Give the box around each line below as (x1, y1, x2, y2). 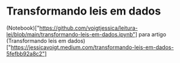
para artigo (138, 30, 167, 38)
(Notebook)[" (6, 24, 40, 31)
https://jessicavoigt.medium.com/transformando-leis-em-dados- (10, 44, 174, 51)
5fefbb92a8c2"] (6, 50, 47, 57)
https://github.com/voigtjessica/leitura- (39, 24, 139, 31)
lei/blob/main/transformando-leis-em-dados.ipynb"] (6, 30, 137, 38)
